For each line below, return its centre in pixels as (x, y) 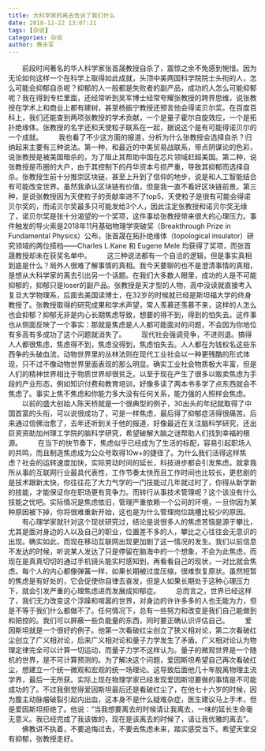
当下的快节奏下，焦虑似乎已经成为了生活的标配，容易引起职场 (145, 443)
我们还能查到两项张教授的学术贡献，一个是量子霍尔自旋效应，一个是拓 (143, 118)
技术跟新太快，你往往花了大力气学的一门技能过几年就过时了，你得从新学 (132, 483)
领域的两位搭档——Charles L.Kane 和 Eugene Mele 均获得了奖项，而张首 (133, 246)
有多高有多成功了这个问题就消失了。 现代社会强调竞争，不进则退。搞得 (130, 334)
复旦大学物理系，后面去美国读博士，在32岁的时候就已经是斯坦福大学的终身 (130, 295)
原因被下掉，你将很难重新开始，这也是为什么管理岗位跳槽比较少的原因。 (132, 512)
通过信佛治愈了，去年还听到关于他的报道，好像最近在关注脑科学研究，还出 (136, 424)
